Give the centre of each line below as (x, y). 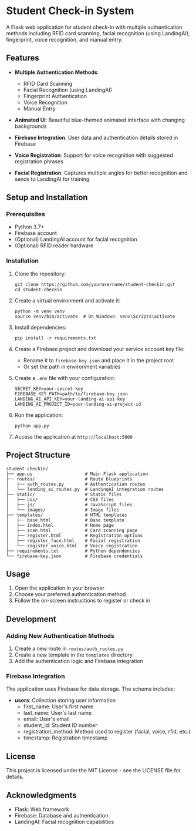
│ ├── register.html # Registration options (75, 536)
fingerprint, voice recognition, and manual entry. (65, 39)
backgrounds (31, 126)
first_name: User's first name (58, 706)
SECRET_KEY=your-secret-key (49, 389)
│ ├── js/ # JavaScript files (69, 504)
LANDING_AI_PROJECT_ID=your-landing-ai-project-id (78, 404)
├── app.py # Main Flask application (77, 474)
